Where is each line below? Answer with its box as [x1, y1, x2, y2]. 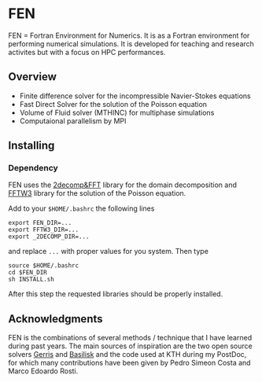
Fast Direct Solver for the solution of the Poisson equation [19, 99, 207, 108]
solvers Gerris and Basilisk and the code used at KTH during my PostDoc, [8, 350, 247, 359]
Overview [8, 70, 57, 83]
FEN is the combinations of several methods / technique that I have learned [8, 333, 253, 343]
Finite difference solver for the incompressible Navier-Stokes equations [19, 91, 251, 101]
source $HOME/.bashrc [8, 262, 79, 270]
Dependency [8, 163, 59, 174]
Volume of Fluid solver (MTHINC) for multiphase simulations [19, 108, 215, 117]
